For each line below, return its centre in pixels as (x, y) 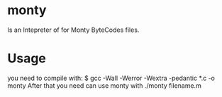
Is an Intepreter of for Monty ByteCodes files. (73, 30)
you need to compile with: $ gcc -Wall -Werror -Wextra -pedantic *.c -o (111, 78)
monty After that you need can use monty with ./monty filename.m (105, 85)
